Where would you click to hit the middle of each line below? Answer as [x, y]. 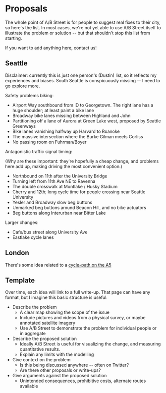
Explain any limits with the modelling [57, 354]
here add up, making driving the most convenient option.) [64, 166]
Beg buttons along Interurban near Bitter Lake [59, 213]
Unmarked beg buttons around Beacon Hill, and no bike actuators [79, 207]
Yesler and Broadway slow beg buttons [52, 202]
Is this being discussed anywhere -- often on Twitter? [74, 365]
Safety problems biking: [29, 95]
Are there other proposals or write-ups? [60, 370]
